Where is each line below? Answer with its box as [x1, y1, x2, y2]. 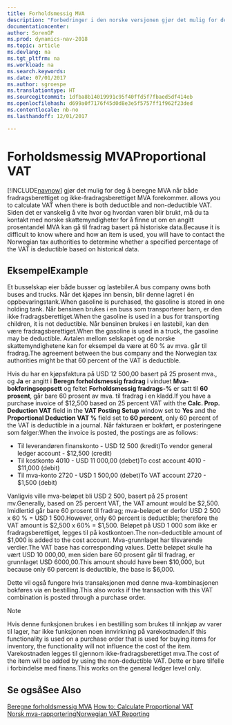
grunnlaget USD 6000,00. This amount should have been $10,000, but [7, 558, 205, 566]
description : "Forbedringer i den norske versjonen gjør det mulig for [7, 17, 217, 23]
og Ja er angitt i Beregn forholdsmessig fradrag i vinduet [7, 377, 172, 385]
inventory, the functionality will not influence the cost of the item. [7, 642, 192, 650]
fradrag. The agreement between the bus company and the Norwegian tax [7, 349, 217, 358]
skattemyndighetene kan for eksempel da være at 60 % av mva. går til [7, 342, 207, 350]
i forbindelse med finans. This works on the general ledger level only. [7, 664, 202, 673]
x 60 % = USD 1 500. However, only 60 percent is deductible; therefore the [7, 514, 219, 522]
